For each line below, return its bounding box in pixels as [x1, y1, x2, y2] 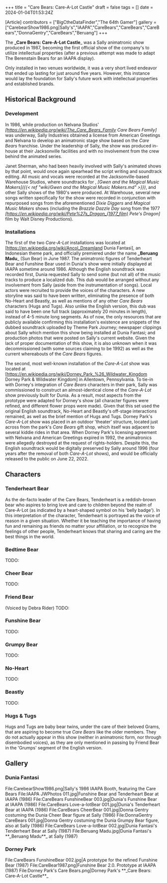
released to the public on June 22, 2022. [5, 455, 88, 461]
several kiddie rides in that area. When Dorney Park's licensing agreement [5, 429, 157, 435]
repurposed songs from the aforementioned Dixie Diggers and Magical [5, 200, 151, 206]
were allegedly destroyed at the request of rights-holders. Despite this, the [5, 440, 158, 445]
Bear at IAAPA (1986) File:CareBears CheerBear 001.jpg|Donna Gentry [5, 807, 149, 813]
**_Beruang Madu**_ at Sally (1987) [5, 833, 78, 839]
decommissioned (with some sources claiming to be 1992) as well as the [5, 345, 154, 351]
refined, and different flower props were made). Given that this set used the [5, 403, 160, 409]
